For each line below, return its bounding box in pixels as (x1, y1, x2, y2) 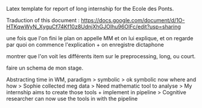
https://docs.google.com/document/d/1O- (81, 17, 185, 23)
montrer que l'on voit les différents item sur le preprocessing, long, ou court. (6, 53, 196, 59)
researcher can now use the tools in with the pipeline (6, 95, 138, 102)
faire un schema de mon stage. (6, 64, 83, 71)
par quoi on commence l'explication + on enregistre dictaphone (6, 41, 164, 48)
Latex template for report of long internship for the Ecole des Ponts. (6, 5, 174, 12)
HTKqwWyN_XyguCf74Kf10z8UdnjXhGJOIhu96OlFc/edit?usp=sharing (6, 23, 181, 30)
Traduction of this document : (6, 17, 80, 23)
